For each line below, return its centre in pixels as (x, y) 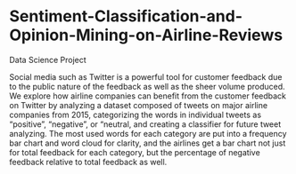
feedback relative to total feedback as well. (88, 162)
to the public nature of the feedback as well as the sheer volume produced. (147, 86)
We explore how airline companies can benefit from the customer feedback (148, 96)
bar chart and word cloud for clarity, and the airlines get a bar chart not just (148, 143)
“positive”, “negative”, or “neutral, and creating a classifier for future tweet (145, 124)
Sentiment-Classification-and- (126, 16)
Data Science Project (48, 59)
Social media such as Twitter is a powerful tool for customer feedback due (146, 76)
